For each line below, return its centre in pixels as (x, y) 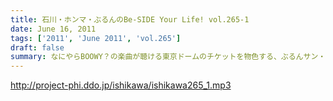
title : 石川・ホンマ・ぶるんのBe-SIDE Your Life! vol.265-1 (130, 19)
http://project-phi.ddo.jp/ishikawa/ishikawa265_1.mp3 (121, 85)
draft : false (37, 47)
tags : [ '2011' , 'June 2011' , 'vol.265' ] (96, 38)
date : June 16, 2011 (53, 29)
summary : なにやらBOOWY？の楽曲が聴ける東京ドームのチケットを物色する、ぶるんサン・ (168, 57)
